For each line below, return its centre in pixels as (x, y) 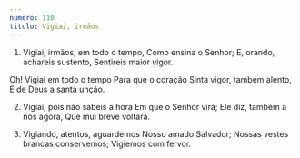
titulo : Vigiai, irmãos (55, 26)
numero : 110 (32, 18)
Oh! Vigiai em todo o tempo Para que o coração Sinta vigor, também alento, (151, 79)
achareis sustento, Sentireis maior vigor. (98, 62)
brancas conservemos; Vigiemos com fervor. (107, 143)
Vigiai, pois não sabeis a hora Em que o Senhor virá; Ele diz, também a (155, 106)
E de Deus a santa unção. (57, 89)
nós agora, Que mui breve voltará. (86, 116)
